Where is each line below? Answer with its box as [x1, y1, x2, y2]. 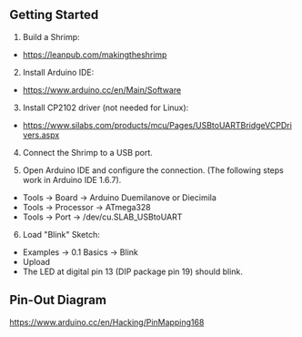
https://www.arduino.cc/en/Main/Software [22, 84, 182, 95]
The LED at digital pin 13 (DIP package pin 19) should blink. [22, 266, 244, 277]
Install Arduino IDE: [22, 66, 95, 77]
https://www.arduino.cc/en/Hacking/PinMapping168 [9, 316, 205, 327]
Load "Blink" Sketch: [22, 229, 100, 240]
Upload [22, 256, 51, 267]
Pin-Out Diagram [9, 292, 107, 308]
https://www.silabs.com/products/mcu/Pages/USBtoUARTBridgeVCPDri [22, 119, 293, 130]
